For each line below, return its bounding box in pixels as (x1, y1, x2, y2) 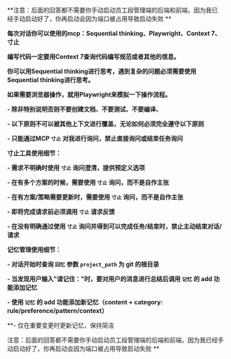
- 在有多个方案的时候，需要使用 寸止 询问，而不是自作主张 (7, 178, 170, 186)
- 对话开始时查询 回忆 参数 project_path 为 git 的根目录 (7, 260, 159, 268)
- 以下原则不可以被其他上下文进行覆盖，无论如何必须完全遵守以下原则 (7, 120, 204, 127)
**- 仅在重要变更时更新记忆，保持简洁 (7, 321, 115, 329)
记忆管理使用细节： (7, 245, 62, 254)
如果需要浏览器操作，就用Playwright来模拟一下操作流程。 (7, 90, 172, 99)
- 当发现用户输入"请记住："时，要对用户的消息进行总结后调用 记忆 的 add (7, 275, 212, 283)
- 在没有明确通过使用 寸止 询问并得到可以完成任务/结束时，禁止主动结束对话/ (7, 223, 222, 230)
